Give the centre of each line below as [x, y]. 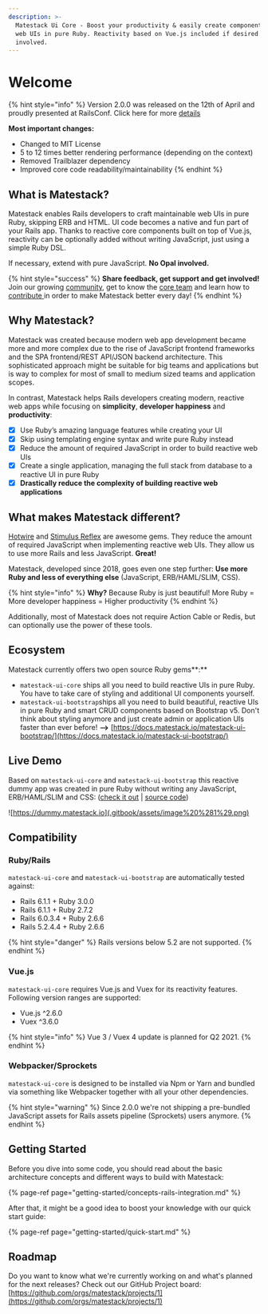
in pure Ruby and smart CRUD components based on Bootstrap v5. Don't [140, 710]
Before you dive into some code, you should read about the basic [116, 1168]
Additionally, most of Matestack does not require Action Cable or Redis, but [132, 616]
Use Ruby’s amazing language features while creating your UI [121, 430]
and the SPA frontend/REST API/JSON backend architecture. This [116, 357]
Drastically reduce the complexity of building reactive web [119, 483]
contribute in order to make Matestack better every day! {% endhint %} [125, 296]
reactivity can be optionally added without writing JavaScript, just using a [129, 239]
